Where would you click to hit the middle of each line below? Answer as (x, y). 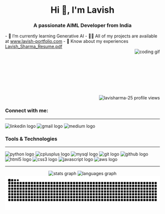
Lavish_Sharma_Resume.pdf (34, 47)
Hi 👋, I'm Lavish (82, 10)
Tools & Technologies (31, 139)
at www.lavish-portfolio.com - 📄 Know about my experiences (67, 41)
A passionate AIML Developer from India (82, 26)
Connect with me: (27, 111)
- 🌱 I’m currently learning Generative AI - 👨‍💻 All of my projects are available (81, 36)
